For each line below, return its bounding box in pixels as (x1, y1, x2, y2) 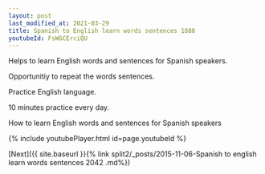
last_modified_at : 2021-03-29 (8, 19, 110, 27)
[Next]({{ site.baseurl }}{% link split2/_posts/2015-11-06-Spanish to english (8, 149, 257, 159)
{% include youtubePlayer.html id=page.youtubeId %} (8, 134, 187, 144)
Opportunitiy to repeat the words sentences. (8, 71, 155, 81)
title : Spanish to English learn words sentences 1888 (8, 26, 196, 34)
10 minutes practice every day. (8, 103, 110, 112)
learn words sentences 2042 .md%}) (8, 158, 131, 168)
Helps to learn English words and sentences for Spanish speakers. (8, 56, 228, 66)
